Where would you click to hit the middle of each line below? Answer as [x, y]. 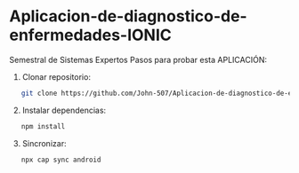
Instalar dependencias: [64, 110]
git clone [39, 93]
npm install [43, 126]
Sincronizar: [44, 143]
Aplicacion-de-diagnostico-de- [128, 16]
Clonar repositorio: [57, 76]
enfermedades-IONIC [90, 35]
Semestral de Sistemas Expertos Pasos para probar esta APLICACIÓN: [138, 59]
